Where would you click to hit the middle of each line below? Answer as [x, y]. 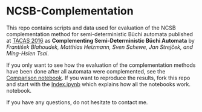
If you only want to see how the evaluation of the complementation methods [101, 65]
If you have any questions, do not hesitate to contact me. [77, 102]
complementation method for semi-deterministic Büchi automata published [100, 34]
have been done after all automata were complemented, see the [86, 71]
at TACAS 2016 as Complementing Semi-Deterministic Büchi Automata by [100, 40]
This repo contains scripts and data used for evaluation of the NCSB [91, 28]
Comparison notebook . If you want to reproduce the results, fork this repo [98, 78]
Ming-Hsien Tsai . [28, 53]
